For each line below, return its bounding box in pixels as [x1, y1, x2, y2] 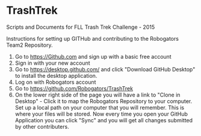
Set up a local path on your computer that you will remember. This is [14, 104, 185, 111]
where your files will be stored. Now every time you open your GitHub [14, 110, 188, 117]
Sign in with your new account [14, 59, 90, 67]
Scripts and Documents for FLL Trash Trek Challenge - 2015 [6, 23, 155, 31]
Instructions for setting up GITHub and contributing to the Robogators [6, 35, 179, 42]
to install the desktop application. [14, 72, 97, 79]
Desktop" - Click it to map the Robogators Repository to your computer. [14, 97, 193, 105]
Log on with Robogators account [14, 78, 96, 86]
